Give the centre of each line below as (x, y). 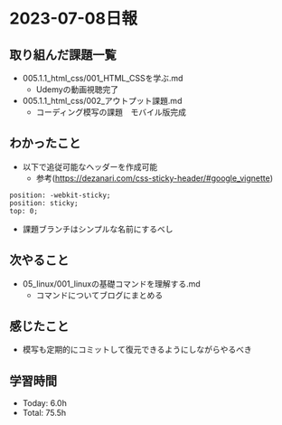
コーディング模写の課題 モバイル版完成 (111, 112)
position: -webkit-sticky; (60, 195)
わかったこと (45, 143)
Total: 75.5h (44, 413)
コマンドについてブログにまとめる (99, 295)
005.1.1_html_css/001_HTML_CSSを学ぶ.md (103, 78)
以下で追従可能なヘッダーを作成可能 (90, 166)
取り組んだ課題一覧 (63, 55)
